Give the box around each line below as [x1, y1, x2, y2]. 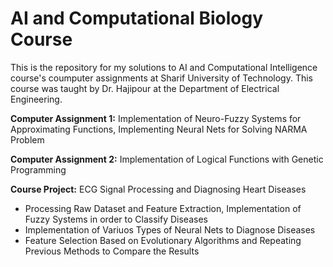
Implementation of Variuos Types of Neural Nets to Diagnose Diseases [24, 223, 316, 236]
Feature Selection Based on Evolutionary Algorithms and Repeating [24, 234, 302, 246]
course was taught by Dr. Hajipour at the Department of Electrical [10, 82, 280, 94]
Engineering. [10, 93, 63, 105]
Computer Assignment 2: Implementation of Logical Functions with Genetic [10, 153, 324, 165]
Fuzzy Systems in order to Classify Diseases [24, 213, 208, 225]
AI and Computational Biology [10, 7, 264, 30]
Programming [10, 163, 67, 176]
